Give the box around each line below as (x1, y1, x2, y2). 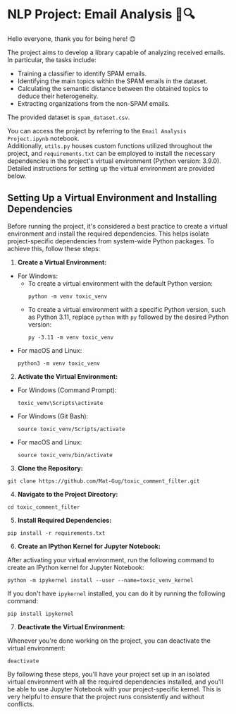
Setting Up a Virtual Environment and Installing (7, 192, 217, 204)
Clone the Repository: (17, 464, 83, 472)
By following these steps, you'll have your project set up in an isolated (7, 670, 210, 678)
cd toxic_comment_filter (7, 503, 80, 511)
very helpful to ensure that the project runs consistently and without (7, 692, 204, 701)
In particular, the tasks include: (7, 55, 97, 64)
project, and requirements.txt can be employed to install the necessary (7, 149, 216, 157)
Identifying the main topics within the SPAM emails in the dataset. (17, 76, 208, 85)
